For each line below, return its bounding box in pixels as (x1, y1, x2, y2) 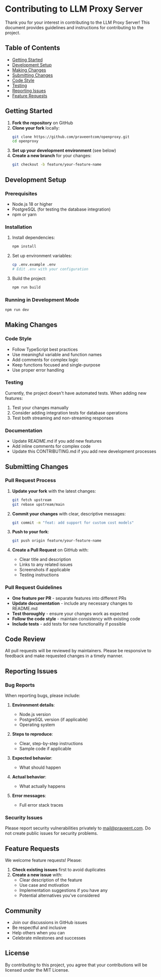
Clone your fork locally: (12, 125, 60, 131)
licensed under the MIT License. (5, 967, 69, 973)
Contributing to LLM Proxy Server (5, 3, 143, 15)
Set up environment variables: (12, 253, 72, 259)
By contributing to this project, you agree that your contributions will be (5, 962, 147, 968)
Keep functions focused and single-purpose (12, 362, 100, 367)
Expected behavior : (12, 755, 52, 761)
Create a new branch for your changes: (12, 153, 92, 159)
